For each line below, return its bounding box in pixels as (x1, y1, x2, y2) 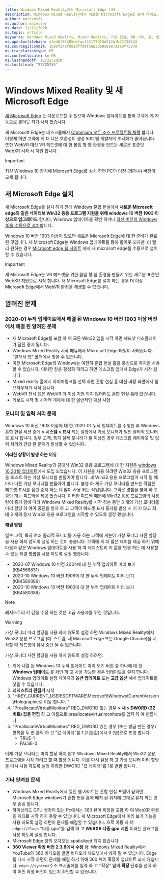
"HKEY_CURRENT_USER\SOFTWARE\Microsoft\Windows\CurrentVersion (12, 693, 159, 698)
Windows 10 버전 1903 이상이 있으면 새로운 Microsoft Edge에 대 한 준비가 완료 (5, 233, 158, 239)
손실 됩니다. (17, 801, 40, 807)
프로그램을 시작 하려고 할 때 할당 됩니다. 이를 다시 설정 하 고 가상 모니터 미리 (5, 757, 150, 763)
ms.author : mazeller (5, 21, 48, 26)
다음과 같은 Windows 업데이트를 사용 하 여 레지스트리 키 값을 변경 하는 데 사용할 (5, 545, 159, 550)
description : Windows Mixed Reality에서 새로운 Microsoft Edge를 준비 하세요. (5, 12, 159, 17)
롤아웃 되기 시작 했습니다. (18, 119, 67, 125)
